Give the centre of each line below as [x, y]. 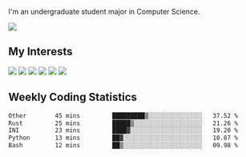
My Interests [40, 52]
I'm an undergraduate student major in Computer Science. [104, 12]
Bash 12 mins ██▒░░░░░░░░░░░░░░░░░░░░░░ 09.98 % [123, 146]
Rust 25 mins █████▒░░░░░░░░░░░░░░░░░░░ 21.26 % [123, 123]
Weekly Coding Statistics [73, 97]
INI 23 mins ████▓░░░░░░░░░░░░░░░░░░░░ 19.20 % [123, 131]
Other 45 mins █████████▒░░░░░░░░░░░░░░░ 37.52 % [123, 115]
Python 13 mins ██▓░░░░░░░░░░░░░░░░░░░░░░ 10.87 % [123, 138]
